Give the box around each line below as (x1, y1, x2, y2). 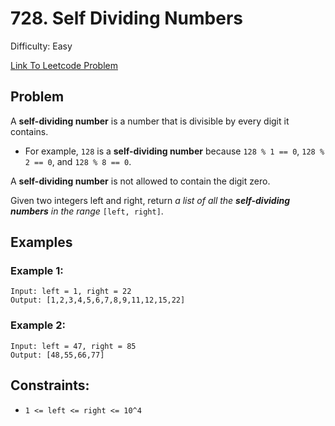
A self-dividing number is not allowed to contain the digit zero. (10, 175, 271, 187)
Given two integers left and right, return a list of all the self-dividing (10, 194, 291, 206)
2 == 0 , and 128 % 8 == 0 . (24, 155, 132, 167)
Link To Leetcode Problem (10, 59, 118, 71)
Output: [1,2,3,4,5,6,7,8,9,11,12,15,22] (10, 295, 186, 306)
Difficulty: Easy (10, 40, 73, 52)
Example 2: (10, 318, 66, 332)
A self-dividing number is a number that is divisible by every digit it (10, 115, 290, 127)
